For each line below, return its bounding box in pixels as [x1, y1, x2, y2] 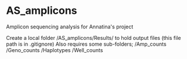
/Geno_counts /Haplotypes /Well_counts [6, 46, 104, 53]
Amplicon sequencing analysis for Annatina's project [6, 23, 134, 30]
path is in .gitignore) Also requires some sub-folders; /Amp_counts [6, 40, 167, 47]
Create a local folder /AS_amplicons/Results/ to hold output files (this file [6, 34, 181, 41]
